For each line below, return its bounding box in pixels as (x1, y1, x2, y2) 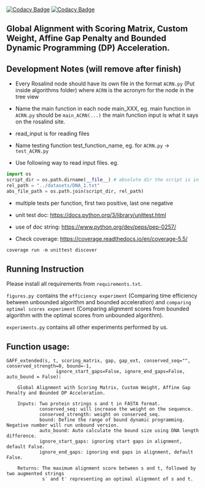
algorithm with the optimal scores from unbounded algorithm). (6, 312, 164, 319)
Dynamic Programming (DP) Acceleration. (6, 43, 170, 53)
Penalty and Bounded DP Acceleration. (6, 390, 106, 396)
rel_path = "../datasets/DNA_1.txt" (6, 182, 100, 189)
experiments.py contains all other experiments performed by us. (6, 323, 168, 331)
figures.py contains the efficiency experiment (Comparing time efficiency (6, 292, 198, 299)
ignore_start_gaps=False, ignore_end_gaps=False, (55, 369, 185, 375)
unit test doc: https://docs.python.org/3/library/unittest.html (15, 211, 167, 218)
